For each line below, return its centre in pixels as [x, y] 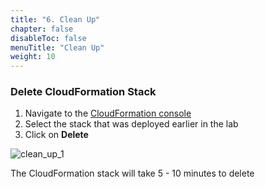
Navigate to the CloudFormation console [108, 113]
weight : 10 [33, 57]
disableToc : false [48, 38]
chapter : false [42, 29]
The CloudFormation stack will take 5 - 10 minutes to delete [132, 173]
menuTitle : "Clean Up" [57, 47]
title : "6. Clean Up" [55, 19]
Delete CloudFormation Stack [83, 92]
